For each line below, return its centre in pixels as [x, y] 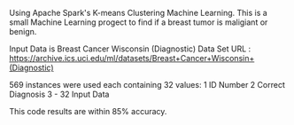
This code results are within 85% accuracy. [88, 111]
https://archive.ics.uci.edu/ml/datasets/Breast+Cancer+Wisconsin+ [132, 58]
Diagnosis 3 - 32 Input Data [59, 94]
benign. [23, 31]
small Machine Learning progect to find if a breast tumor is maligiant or [139, 22]
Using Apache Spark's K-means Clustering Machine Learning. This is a [138, 13]
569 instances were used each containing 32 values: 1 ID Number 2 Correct [147, 85]
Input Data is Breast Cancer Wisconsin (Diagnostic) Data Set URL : [130, 49]
